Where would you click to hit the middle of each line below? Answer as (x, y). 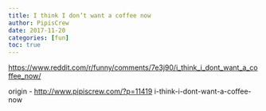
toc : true (25, 45)
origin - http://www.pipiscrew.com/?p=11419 (80, 91)
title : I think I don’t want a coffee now (80, 15)
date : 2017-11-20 (37, 30)
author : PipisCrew (39, 23)
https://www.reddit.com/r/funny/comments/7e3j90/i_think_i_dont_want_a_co (133, 67)
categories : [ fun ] (39, 38)
